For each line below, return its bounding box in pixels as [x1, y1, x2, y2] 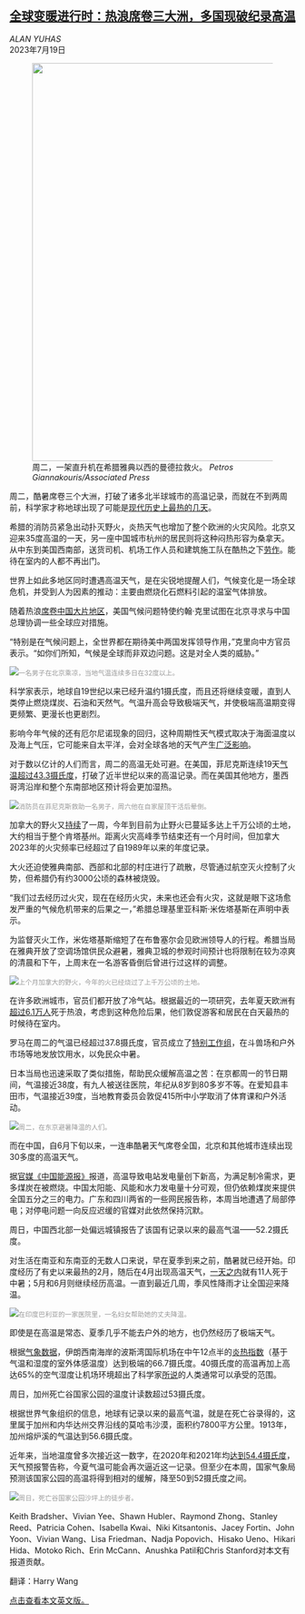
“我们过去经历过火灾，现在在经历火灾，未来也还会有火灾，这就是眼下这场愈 [9, 892, 292, 903]
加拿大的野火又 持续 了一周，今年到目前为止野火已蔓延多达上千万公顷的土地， [9, 819, 296, 830]
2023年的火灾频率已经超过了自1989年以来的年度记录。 [9, 842, 215, 852]
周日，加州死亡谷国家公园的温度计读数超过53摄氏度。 [9, 1388, 211, 1399]
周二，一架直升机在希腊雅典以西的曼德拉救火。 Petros [32, 461, 234, 472]
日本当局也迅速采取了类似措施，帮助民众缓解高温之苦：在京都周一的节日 [9, 1067, 280, 1078]
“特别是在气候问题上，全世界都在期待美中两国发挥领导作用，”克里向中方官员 [9, 636, 291, 647]
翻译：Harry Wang [9, 1575, 79, 1586]
